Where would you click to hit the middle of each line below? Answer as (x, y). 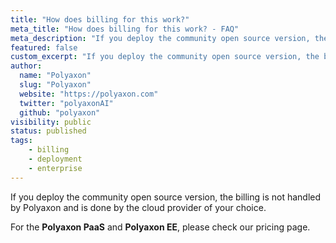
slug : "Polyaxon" (55, 85)
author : (26, 66)
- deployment (55, 159)
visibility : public (51, 122)
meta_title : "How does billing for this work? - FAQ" (125, 29)
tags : (21, 141)
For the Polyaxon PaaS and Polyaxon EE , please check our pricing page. (160, 227)
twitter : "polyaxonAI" (66, 103)
